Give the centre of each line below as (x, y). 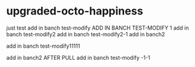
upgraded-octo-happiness (75, 11)
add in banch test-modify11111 (43, 46)
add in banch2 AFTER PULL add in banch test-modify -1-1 (78, 57)
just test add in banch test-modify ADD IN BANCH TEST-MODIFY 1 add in (97, 28)
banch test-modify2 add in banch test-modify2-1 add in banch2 (86, 34)
